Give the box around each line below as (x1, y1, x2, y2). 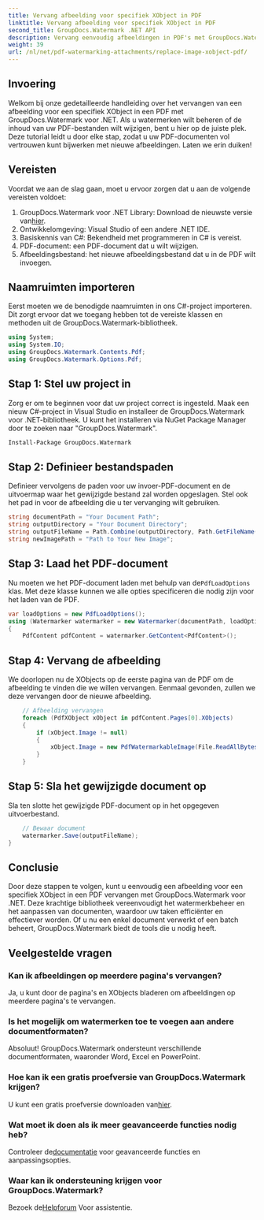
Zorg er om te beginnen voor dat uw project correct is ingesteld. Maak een (8, 398, 250, 407)
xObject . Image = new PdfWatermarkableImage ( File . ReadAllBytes (49, 743, 258, 751)
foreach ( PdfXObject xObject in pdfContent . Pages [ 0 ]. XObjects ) (22, 714, 234, 722)
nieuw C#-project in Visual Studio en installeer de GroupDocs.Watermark (8, 407, 245, 416)
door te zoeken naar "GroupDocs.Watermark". (8, 423, 158, 433)
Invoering (8, 77, 57, 91)
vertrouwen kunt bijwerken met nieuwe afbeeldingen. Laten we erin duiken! (8, 139, 252, 150)
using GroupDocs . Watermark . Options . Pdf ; (8, 355, 143, 363)
